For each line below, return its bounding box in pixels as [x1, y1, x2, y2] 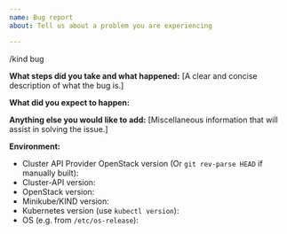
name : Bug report [9, 12, 74, 22]
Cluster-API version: [21, 176, 96, 187]
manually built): [21, 168, 79, 178]
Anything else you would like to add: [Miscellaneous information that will [9, 114, 278, 125]
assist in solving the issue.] [9, 123, 108, 134]
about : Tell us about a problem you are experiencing [9, 21, 213, 30]
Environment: [9, 141, 60, 152]
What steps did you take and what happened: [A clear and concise [9, 70, 258, 81]
